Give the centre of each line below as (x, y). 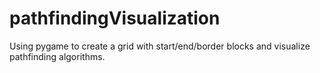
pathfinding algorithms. (57, 56)
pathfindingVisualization (115, 18)
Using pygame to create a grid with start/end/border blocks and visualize (160, 46)
